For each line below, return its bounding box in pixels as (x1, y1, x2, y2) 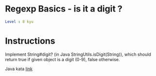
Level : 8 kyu (5, 19, 34, 24)
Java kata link (5, 66, 33, 72)
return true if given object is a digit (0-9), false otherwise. (5, 56, 120, 62)
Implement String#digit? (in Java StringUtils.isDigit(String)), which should (5, 51, 152, 57)
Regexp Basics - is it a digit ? (5, 3, 122, 14)
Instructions (5, 36, 55, 46)
